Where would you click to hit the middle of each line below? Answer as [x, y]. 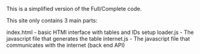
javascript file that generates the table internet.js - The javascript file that [98, 39]
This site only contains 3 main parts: [52, 20]
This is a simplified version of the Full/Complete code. [74, 9]
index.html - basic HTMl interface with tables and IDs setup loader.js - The [100, 32]
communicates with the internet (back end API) [66, 45]
